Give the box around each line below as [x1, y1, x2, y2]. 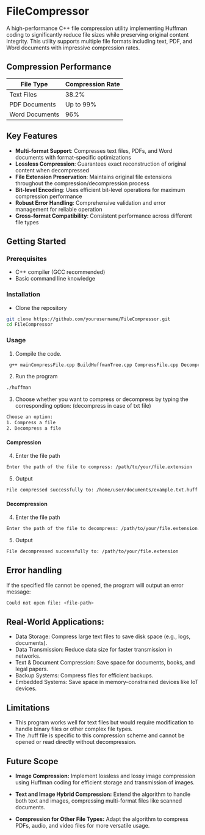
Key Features [6, 131, 58, 141]
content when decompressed [15, 166, 90, 174]
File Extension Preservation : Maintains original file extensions [15, 173, 172, 180]
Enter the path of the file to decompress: [6, 526, 119, 532]
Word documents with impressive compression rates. [6, 44, 140, 51]
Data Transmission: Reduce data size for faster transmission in [15, 646, 173, 653]
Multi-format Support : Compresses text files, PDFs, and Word [15, 147, 173, 154]
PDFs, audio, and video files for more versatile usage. [15, 822, 150, 829]
